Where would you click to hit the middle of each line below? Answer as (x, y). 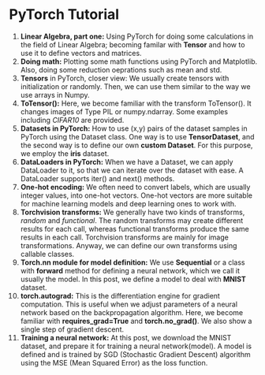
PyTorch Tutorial (64, 15)
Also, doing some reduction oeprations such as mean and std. (121, 69)
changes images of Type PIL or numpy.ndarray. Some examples (124, 111)
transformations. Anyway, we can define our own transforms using (129, 245)
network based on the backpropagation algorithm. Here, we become (132, 312)
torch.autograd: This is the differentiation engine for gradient (120, 295)
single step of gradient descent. (72, 329)
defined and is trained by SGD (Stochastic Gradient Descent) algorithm (135, 354)
